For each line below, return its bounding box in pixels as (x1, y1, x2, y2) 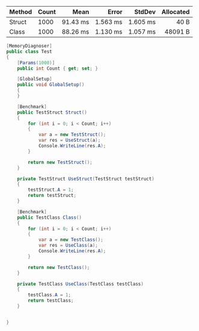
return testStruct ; (28, 192, 77, 199)
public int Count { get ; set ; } (17, 65, 98, 71)
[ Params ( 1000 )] (17, 59, 55, 65)
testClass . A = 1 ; (28, 292, 71, 298)
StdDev (134, 8, 156, 16)
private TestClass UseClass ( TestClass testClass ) (17, 281, 144, 287)
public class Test (6, 48, 52, 55)
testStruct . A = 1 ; (28, 187, 74, 193)
